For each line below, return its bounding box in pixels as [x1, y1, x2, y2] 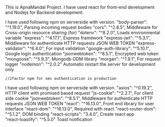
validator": [5, 46, 26, 51]
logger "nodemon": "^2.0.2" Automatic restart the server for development [5, 62, 156, 67]
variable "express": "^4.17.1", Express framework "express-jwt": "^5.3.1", [5, 35, 151, 41]
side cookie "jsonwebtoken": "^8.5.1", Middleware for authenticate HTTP [5, 95, 153, 101]
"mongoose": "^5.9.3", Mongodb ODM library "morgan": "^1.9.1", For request [5, 56, 161, 62]
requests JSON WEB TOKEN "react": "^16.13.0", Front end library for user [5, 101, 155, 106]
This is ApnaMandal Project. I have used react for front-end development [5, 4, 155, 10]
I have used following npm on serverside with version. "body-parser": [5, 19, 148, 25]
